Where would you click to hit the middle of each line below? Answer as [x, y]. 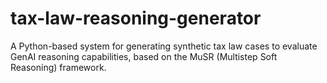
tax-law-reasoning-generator [136, 18]
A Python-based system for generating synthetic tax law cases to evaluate [164, 46]
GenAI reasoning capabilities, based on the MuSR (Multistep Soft [144, 56]
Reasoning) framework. [58, 67]
